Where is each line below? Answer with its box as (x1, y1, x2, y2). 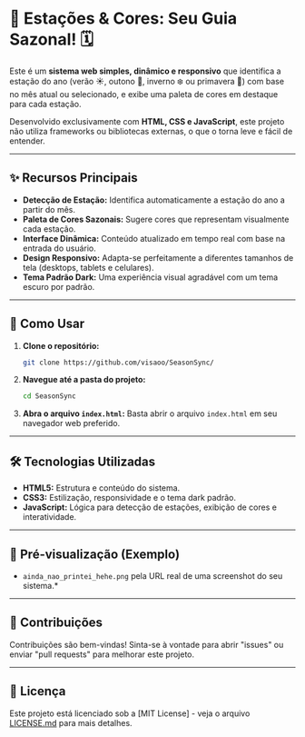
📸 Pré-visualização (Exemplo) (9, 546, 180, 562)
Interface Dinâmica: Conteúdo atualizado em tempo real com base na (22, 233, 286, 244)
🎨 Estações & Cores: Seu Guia (9, 8, 238, 29)
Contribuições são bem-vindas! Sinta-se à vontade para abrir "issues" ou (9, 639, 284, 650)
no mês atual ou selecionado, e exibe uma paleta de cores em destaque (9, 88, 279, 99)
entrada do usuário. (22, 243, 97, 254)
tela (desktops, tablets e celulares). (22, 262, 154, 273)
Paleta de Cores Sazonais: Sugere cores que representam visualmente (22, 214, 290, 224)
